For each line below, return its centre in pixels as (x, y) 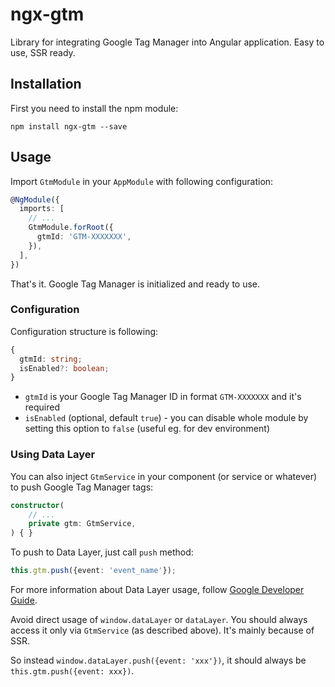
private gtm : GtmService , (82, 524)
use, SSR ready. (43, 52)
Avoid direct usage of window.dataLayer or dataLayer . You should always (159, 620)
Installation (46, 84)
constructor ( (37, 505)
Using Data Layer (53, 455)
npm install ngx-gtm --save (69, 126)
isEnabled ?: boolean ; (64, 368)
